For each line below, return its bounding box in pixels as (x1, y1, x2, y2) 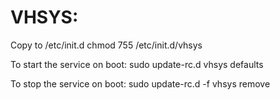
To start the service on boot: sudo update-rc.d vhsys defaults (10, 58, 264, 70)
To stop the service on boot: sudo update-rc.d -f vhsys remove (10, 77, 271, 90)
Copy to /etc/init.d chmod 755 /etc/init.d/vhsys (10, 39, 203, 51)
